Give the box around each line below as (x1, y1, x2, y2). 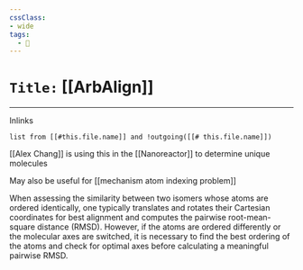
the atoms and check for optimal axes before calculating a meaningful (9, 240, 269, 252)
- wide (9, 22, 34, 31)
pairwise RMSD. (9, 250, 69, 261)
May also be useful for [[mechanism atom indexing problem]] (9, 175, 237, 186)
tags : (9, 30, 30, 39)
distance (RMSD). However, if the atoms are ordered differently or (37, 221, 281, 232)
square (9, 221, 36, 232)
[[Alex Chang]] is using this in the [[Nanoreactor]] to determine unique (9, 148, 271, 159)
